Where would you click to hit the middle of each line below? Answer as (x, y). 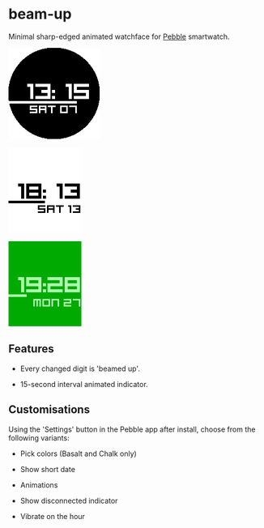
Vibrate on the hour (52, 516)
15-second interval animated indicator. (84, 384)
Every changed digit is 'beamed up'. (80, 368)
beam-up (40, 14)
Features (31, 349)
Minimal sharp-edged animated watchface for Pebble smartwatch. (119, 36)
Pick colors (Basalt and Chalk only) (79, 453)
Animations (39, 485)
